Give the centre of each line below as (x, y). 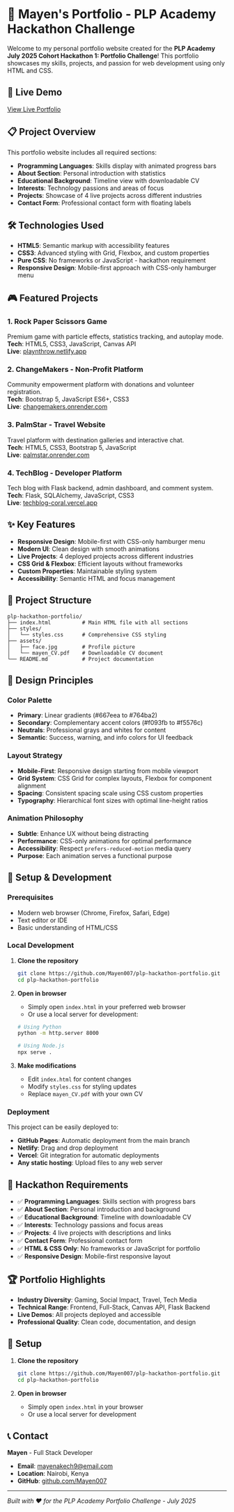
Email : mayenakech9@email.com (65, 1466)
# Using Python (39, 1027)
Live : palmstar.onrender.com (48, 455)
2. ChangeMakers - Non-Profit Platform (76, 369)
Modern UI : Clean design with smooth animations (88, 549)
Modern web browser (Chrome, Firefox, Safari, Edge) (93, 912)
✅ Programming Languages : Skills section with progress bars (107, 1201)
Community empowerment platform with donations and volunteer (101, 384)
